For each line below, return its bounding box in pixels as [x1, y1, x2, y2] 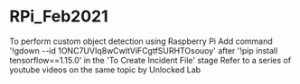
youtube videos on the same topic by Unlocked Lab [9, 64, 202, 75]
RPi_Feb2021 [9, 6, 108, 27]
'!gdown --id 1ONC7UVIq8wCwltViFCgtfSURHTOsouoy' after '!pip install [9, 45, 278, 55]
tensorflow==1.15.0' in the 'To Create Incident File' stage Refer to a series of [9, 55, 292, 65]
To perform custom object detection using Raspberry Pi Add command [9, 36, 273, 46]
